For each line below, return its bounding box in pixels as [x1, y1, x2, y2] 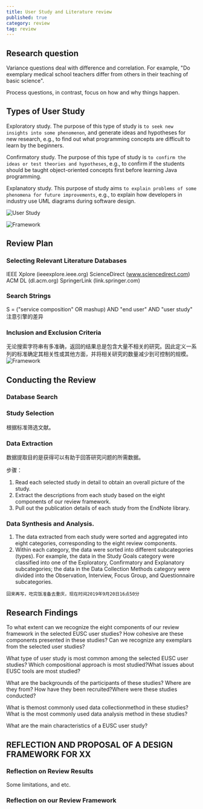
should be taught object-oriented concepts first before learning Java [6, 166, 177, 173]
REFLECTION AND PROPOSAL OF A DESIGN [6, 739, 173, 750]
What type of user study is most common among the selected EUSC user [6, 655, 188, 662]
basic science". [6, 77, 44, 85]
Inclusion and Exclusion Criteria [6, 328, 101, 337]
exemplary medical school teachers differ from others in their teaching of [6, 71, 188, 78]
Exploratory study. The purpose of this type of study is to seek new [6, 122, 174, 130]
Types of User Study [6, 107, 85, 117]
